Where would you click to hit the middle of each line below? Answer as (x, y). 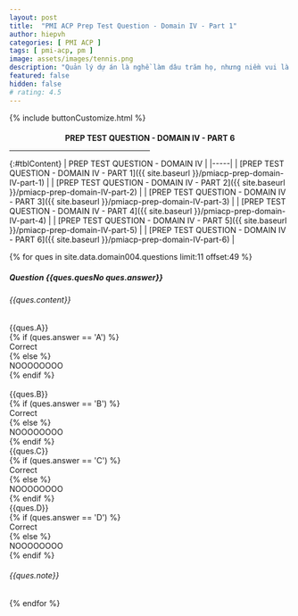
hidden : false (36, 84)
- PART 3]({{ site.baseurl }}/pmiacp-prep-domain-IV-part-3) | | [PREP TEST (148, 202)
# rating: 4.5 (36, 92)
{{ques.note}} (34, 576)
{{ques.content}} (40, 300)
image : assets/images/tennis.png (71, 59)
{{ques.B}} (29, 394)
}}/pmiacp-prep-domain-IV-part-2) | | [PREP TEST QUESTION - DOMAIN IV (148, 192)
